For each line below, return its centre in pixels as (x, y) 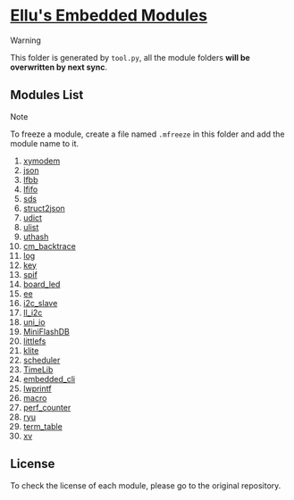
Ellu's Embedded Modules (109, 16)
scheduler (42, 360)
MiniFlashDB (46, 331)
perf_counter (47, 407)
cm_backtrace (50, 246)
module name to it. (45, 143)
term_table (43, 426)
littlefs (34, 341)
